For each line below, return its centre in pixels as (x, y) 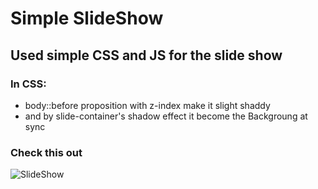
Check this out (46, 152)
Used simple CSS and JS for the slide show (146, 55)
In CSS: (28, 84)
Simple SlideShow (87, 18)
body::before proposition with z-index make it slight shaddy (147, 105)
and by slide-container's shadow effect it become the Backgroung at (166, 116)
